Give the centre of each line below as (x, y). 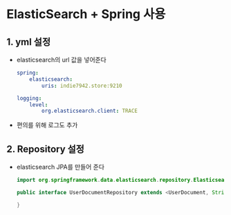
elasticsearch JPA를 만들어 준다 (61, 167)
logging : (29, 98)
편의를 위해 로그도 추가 (47, 125)
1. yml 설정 (29, 42)
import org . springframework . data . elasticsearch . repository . (105, 180)
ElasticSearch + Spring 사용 (86, 14)
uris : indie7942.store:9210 (82, 86)
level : (39, 104)
